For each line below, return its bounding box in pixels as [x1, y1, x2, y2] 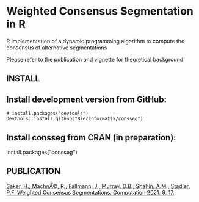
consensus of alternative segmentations [6, 44, 107, 51]
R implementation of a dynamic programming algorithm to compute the [6, 37, 185, 45]
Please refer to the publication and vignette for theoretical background [6, 56, 184, 63]
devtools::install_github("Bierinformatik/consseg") [6, 116, 143, 122]
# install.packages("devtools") [6, 110, 89, 117]
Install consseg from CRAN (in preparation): [6, 132, 176, 143]
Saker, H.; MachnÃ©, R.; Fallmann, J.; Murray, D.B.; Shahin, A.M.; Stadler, [6, 182, 190, 190]
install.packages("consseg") [6, 148, 78, 156]
